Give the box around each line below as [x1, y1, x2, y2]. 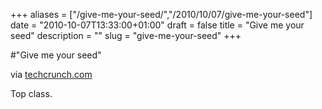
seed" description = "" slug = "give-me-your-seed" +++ [10, 30, 242, 41]
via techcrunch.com [10, 69, 93, 80]
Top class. [10, 88, 53, 99]
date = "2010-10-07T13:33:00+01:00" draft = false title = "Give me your [10, 19, 305, 31]
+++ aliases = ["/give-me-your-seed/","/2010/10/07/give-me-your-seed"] [10, 9, 313, 20]
